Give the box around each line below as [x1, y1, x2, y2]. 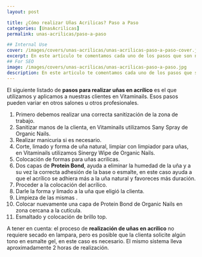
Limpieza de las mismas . [15, 194, 78, 201]
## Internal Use [7, 42, 47, 48]
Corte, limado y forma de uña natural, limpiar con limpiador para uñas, [15, 143, 189, 150]
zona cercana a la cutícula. [15, 206, 82, 214]
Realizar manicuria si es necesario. [15, 136, 102, 143]
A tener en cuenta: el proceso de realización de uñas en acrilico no [7, 224, 174, 232]
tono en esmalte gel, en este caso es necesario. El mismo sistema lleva [7, 237, 182, 244]
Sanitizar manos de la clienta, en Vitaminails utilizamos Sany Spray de [15, 123, 188, 131]
